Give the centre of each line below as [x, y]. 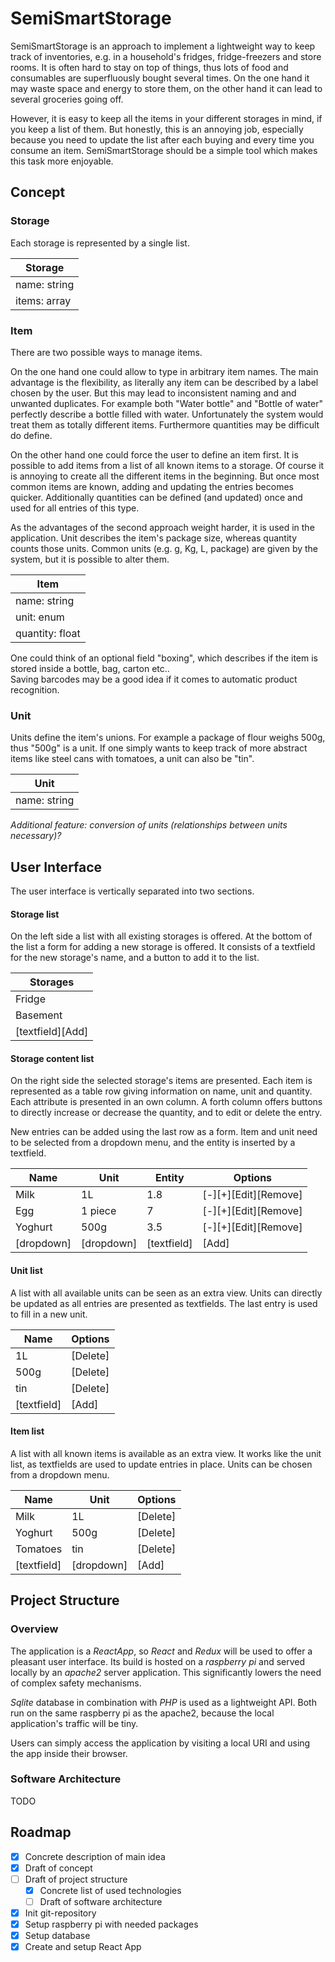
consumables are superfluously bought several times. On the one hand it [160, 78]
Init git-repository [60, 1913]
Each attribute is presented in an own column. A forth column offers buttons [166, 1102]
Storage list [35, 914]
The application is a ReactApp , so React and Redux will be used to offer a [161, 1651]
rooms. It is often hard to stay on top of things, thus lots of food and [149, 67]
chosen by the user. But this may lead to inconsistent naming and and [153, 393]
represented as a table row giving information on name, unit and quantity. [161, 1091]
